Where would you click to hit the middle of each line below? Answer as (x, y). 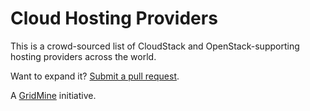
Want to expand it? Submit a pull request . (95, 76)
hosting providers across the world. (83, 56)
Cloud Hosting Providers (114, 18)
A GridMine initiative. (53, 95)
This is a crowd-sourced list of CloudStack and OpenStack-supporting (155, 46)
